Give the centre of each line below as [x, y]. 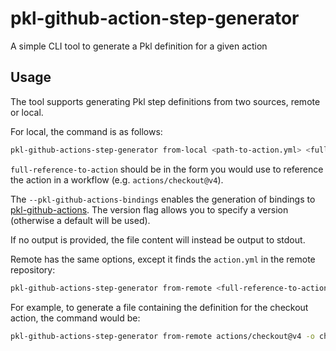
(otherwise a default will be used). [80, 220]
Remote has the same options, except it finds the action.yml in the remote [163, 259]
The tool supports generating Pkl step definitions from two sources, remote [165, 101]
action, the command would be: [75, 318]
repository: [33, 269]
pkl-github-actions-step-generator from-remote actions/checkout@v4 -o [162, 336]
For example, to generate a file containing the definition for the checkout [159, 307]
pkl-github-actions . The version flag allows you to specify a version [149, 209]
